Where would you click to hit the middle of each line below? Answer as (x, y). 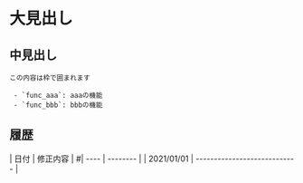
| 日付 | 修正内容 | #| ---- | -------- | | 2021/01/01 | (102, 159)
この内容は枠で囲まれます (50, 78)
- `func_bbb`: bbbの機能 (58, 105)
